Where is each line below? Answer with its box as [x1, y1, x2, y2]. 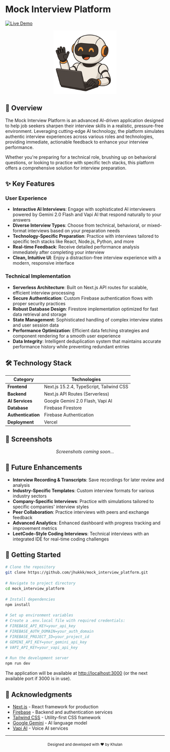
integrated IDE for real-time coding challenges [12, 536, 109, 542]
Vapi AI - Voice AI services [12, 725, 68, 731]
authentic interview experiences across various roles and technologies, [5, 133, 154, 139]
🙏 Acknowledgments [5, 690, 72, 699]
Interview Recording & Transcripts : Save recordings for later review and [12, 477, 164, 483]
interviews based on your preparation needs [27, 228, 120, 234]
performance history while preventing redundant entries [12, 343, 130, 349]
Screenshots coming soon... [56, 448, 114, 454]
